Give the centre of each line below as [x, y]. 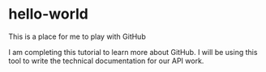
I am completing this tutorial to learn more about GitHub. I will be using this [133, 52]
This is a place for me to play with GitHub [77, 36]
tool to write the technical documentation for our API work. [106, 61]
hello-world [49, 14]
